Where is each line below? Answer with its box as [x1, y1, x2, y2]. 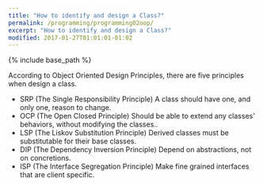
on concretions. [19, 154, 71, 163]
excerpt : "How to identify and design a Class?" [8, 26, 172, 34]
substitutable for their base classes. [19, 136, 137, 146]
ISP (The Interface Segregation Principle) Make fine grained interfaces [19, 161, 250, 171]
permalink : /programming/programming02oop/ [8, 19, 154, 27]
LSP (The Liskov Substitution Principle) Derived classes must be [19, 128, 230, 138]
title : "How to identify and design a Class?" [8, 11, 165, 20]
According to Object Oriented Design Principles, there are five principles [8, 70, 244, 80]
